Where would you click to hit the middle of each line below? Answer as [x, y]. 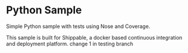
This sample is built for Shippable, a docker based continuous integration [94, 37]
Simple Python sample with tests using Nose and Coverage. [78, 26]
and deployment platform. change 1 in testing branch [70, 44]
